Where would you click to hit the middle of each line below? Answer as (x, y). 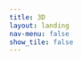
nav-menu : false (39, 34)
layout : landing (39, 26)
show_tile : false (41, 42)
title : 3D (28, 17)
